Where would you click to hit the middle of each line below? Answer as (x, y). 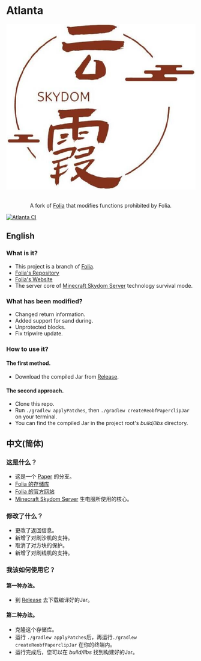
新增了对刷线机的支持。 (44, 553)
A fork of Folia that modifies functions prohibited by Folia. (101, 205)
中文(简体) (25, 443)
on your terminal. (36, 417)
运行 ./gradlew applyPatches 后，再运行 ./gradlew (76, 637)
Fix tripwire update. (39, 333)
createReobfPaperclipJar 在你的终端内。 (65, 644)
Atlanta (25, 11)
